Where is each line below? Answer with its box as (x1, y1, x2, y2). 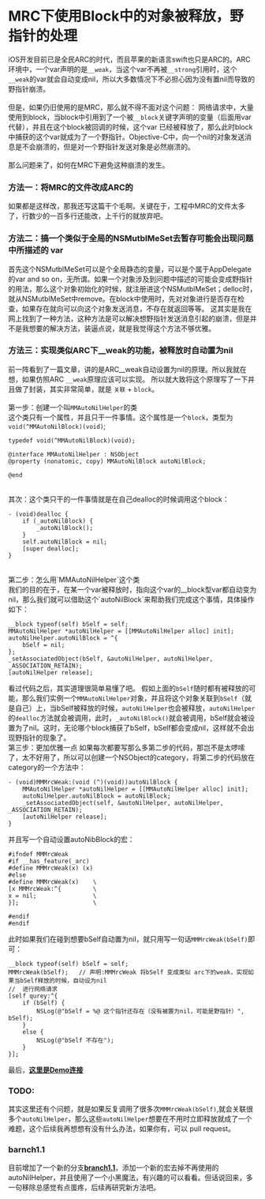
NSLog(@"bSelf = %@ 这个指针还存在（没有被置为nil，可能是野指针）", (36, 1007, 244, 1015)
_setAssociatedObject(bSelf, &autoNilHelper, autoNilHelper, (8, 655, 214, 663)
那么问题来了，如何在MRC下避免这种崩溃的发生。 (8, 160, 170, 170)
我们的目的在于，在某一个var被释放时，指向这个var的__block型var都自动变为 (8, 584, 257, 594)
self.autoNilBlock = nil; (22, 538, 108, 546)
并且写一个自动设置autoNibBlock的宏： (8, 834, 136, 844)
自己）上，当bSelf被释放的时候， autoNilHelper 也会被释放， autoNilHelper (14, 703, 256, 712)
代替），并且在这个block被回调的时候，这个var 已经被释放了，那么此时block (8, 122, 253, 131)
